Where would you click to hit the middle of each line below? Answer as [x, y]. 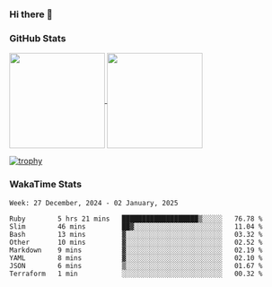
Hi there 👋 [31, 14]
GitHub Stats [38, 38]
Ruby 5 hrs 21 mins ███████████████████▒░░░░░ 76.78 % [136, 219]
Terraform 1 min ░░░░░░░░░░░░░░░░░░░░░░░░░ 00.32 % [136, 274]
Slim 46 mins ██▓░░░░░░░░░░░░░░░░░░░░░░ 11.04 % [136, 226]
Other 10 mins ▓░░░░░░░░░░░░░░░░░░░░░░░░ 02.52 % [136, 242]
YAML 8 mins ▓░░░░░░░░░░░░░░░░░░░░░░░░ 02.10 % [136, 258]
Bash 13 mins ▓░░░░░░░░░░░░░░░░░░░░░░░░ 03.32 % [136, 234]
